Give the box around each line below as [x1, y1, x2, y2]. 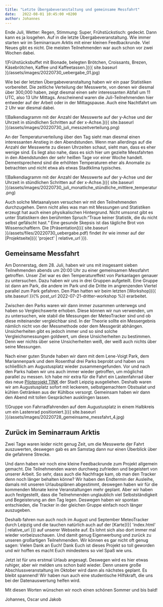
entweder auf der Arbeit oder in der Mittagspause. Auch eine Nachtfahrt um [5, 100, 157, 106]
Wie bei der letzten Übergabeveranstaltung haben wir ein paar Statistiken [5, 79, 152, 85]
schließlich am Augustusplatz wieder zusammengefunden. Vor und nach [5, 363, 150, 369]
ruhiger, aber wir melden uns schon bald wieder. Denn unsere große [5, 562, 142, 568]
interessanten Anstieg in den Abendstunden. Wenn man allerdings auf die [5, 139, 152, 145]
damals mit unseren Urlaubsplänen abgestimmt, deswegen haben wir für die [5, 481, 158, 487]
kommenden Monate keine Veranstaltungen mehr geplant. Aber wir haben [5, 487, 153, 492]
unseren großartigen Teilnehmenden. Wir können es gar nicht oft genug [5, 537, 148, 543]
